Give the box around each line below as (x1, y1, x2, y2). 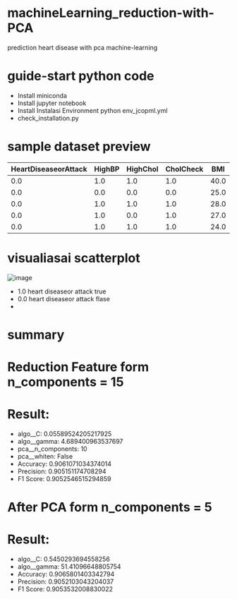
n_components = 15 (7, 374, 124, 390)
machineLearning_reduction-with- (7, 5, 215, 21)
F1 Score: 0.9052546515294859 (17, 475, 111, 483)
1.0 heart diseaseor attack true (17, 287, 107, 296)
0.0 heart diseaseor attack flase (17, 294, 111, 303)
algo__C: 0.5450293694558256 (17, 555, 111, 564)
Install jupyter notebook (17, 99, 87, 107)
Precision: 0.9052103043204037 (17, 577, 114, 586)
